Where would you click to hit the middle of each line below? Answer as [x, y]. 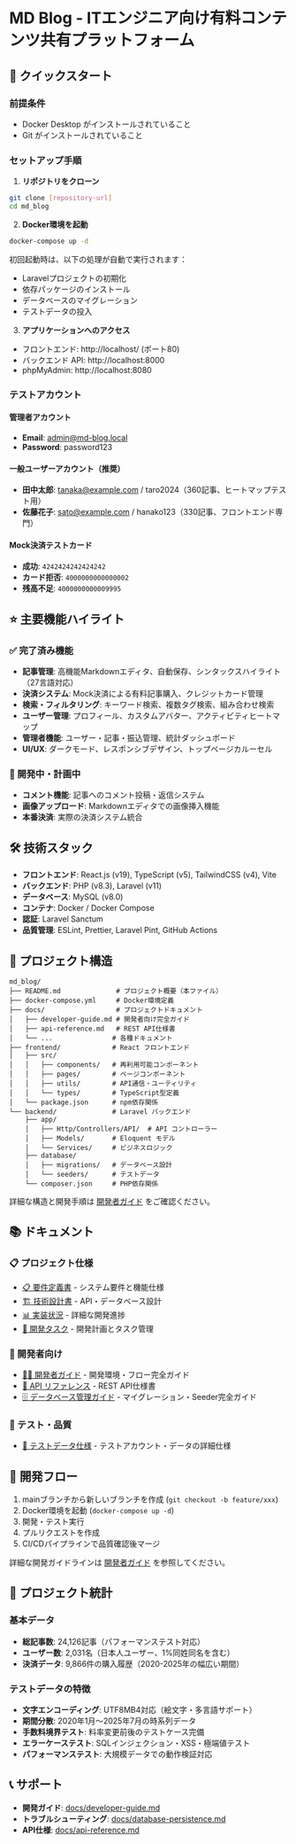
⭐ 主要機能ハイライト [67, 619]
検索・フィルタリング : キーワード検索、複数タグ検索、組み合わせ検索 [148, 704]
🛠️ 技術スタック [51, 848]
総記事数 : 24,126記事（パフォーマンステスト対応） [114, 1641]
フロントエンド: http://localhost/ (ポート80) [101, 349]
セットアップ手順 [46, 160]
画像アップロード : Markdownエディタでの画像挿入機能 [121, 806]
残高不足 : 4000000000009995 [72, 588]
